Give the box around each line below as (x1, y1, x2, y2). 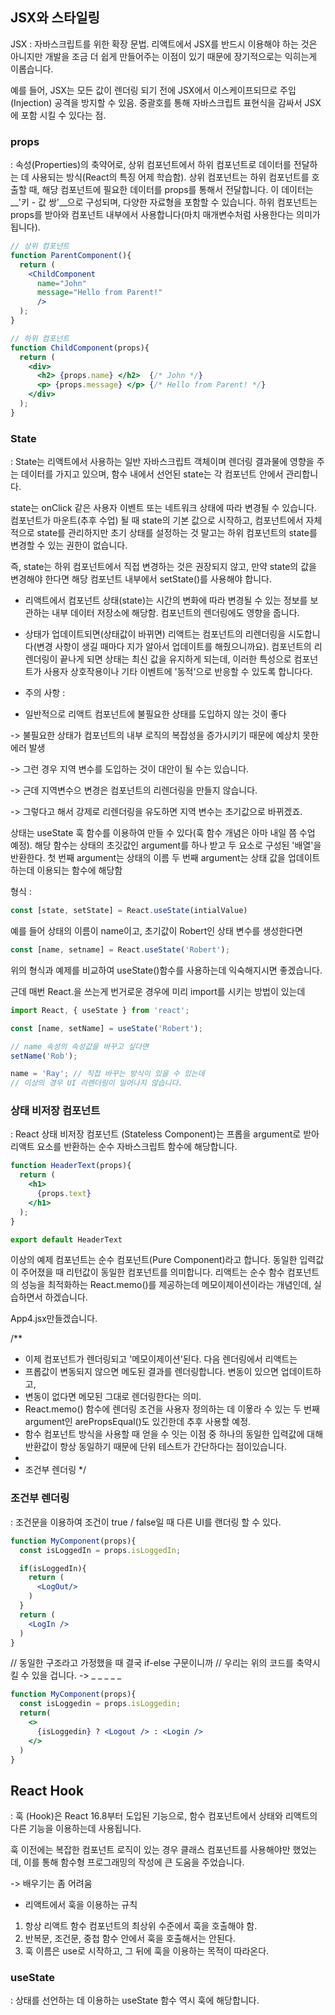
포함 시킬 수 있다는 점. (20, 109, 107, 121)
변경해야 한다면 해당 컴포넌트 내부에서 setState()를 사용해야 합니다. (10, 573, 273, 585)
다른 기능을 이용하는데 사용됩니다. (10, 1823, 142, 1835)
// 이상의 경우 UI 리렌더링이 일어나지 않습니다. (10, 1078, 183, 1088)
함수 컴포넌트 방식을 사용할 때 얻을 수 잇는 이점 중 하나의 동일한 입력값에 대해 (24, 1428, 324, 1440)
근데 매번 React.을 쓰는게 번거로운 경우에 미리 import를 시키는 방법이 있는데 (10, 985, 306, 997)
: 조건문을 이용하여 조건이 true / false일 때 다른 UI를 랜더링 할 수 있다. (10, 1516, 282, 1528)
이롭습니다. (10, 63, 54, 75)
